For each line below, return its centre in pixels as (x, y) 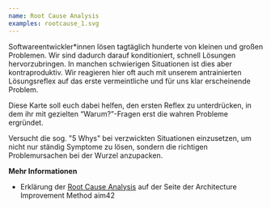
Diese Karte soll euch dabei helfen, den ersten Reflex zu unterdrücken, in (130, 105)
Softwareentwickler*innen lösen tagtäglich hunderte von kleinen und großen (136, 46)
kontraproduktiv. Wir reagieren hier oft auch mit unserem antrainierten (125, 72)
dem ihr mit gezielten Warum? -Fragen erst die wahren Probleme (119, 113)
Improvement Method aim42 (68, 195)
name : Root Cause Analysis (54, 16)
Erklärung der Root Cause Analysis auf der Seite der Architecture (128, 186)
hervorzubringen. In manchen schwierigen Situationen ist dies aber (120, 64)
